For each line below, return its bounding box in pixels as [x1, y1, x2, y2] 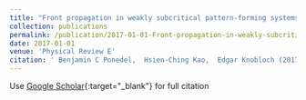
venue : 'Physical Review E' [9, 47, 117, 56]
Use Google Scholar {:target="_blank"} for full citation [9, 81, 209, 91]
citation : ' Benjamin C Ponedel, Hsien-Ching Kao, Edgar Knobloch [9, 55, 275, 65]
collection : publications [9, 22, 107, 31]
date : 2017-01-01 [9, 38, 76, 48]
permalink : [9, 30, 51, 39]
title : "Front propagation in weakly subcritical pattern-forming [9, 13, 267, 23]
